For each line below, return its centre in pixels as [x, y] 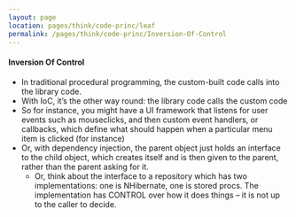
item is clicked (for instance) [73, 138]
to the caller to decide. [75, 204]
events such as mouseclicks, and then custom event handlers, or [140, 120]
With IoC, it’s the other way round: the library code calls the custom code [154, 101]
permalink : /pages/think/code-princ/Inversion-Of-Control [117, 34]
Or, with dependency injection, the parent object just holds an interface [151, 148]
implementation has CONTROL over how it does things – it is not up [157, 195]
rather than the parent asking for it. [85, 167]
